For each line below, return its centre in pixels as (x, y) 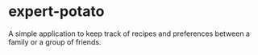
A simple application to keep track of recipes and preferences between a (129, 33)
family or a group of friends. (55, 41)
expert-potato (56, 12)
